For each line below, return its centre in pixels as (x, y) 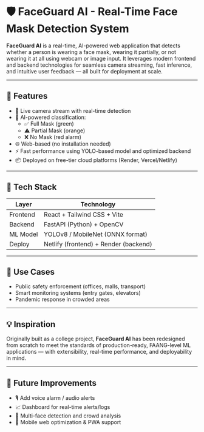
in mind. (16, 358)
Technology (98, 204)
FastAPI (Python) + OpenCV (83, 224)
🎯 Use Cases (31, 272)
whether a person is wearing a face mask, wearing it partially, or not (91, 52)
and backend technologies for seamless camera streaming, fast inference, (99, 65)
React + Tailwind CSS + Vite (83, 214)
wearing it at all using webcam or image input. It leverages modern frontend (101, 58)
